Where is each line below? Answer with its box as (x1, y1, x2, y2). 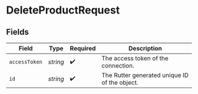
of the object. (101, 79, 138, 86)
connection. (101, 62, 134, 69)
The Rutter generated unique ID (101, 71, 189, 79)
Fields (6, 27, 29, 37)
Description (128, 45, 162, 52)
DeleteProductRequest (6, 4, 120, 17)
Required (70, 45, 96, 52)
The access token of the (101, 54, 169, 62)
